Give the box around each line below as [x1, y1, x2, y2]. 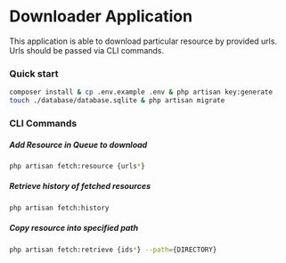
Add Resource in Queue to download [9, 139, 148, 150]
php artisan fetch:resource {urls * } [9, 161, 145, 170]
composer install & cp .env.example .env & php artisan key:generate [9, 87, 274, 97]
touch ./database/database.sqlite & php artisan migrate [9, 96, 225, 105]
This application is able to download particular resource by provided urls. [9, 36, 278, 46]
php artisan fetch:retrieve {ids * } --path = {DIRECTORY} [9, 245, 217, 254]
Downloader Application [9, 6, 193, 27]
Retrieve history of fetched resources [9, 181, 151, 192]
